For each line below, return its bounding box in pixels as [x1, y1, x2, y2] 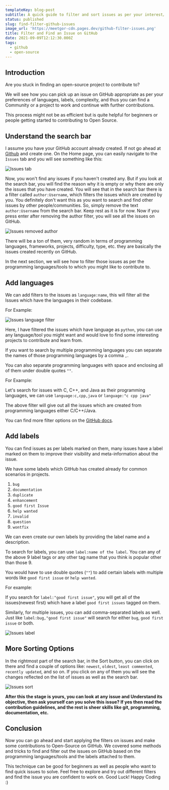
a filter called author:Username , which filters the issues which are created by [5, 192, 162, 198]
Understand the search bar [5, 132, 92, 140]
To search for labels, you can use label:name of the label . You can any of [5, 548, 161, 555]
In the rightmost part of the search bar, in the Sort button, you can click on [5, 658, 159, 664]
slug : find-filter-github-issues [5, 21, 75, 27]
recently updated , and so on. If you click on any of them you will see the [5, 668, 155, 674]
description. [5, 539, 30, 545]
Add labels [5, 432, 39, 440]
